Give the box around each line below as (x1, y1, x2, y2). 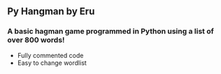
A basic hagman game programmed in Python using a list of (7, 27, 215, 36)
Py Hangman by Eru (7, 6, 95, 17)
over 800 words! (7, 35, 65, 45)
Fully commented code (17, 51, 84, 59)
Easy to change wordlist (17, 59, 87, 67)
